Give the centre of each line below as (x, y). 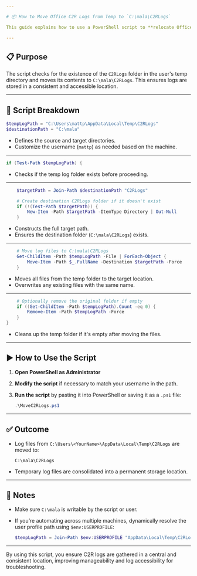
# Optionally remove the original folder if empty (80, 301)
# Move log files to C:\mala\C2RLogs (63, 251)
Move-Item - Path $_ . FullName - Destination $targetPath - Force (105, 262)
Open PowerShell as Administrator (57, 372)
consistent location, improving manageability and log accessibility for (90, 561)
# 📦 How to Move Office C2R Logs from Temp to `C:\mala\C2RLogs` (89, 16)
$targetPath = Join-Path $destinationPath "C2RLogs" (82, 190)
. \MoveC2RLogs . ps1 (37, 405)
